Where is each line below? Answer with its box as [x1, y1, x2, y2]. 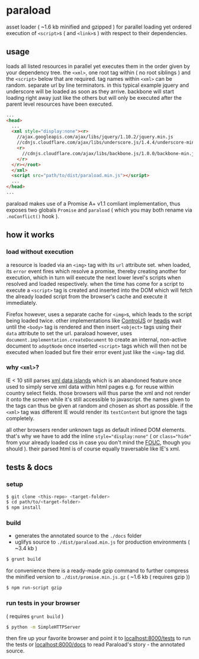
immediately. [6, 299, 37, 306]
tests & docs [6, 462, 53, 472]
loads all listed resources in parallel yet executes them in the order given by [6, 62, 190, 70]
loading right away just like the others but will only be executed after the [6, 94, 182, 101]
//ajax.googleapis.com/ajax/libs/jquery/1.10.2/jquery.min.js [17, 134, 174, 140]
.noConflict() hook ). [6, 212, 59, 220]
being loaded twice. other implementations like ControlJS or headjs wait [6, 317, 182, 324]
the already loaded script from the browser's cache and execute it [6, 292, 168, 300]
